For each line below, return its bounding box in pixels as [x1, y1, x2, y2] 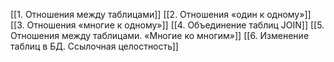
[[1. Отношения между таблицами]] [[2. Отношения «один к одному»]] [10, 9, 312, 20]
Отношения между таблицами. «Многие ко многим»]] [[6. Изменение [10, 30, 310, 41]
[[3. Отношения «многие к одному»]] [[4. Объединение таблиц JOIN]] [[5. [10, 19, 325, 31]
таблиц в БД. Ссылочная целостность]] [10, 40, 179, 52]
